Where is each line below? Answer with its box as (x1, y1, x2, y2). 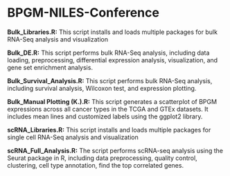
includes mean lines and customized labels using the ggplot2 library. (7, 112, 203, 121)
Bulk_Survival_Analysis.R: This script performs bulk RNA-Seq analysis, (7, 76, 213, 85)
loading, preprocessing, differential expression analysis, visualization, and (7, 55, 218, 64)
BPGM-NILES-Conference (7, 5, 159, 21)
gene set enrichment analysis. (7, 63, 94, 71)
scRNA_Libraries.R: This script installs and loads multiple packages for (7, 125, 211, 134)
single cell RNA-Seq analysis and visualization (7, 133, 139, 141)
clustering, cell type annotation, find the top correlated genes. (7, 161, 184, 169)
